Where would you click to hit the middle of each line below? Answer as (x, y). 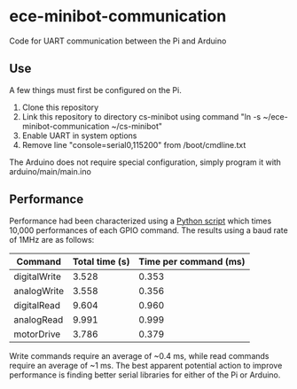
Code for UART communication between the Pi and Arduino (118, 41)
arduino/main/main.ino (50, 171)
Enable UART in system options (79, 136)
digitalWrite (38, 276)
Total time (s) (101, 261)
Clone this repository (60, 107)
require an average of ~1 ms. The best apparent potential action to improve (146, 365)
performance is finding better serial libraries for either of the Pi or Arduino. (145, 375)
